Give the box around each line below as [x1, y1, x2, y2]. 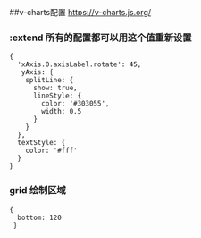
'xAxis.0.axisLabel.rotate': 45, [17, 60, 142, 69]
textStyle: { [17, 139, 66, 148]
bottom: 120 [17, 213, 63, 222]
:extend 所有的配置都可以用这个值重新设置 [9, 31, 192, 44]
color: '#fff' [25, 146, 78, 156]
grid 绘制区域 [9, 184, 67, 197]
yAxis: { [21, 68, 54, 77]
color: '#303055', [41, 99, 110, 108]
